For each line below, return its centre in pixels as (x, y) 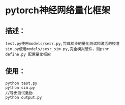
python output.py (24, 97)
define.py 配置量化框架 (28, 54)
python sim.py (20, 87)
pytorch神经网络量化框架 (58, 10)
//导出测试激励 (19, 93)
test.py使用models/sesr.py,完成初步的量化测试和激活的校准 (63, 44)
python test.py (21, 83)
